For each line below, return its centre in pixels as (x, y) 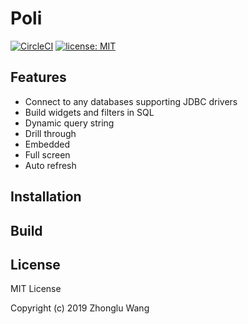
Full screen (47, 154)
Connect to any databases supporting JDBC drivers (131, 101)
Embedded (47, 144)
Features (38, 77)
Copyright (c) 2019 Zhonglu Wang (80, 308)
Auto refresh (50, 165)
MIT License (36, 289)
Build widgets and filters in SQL (89, 112)
